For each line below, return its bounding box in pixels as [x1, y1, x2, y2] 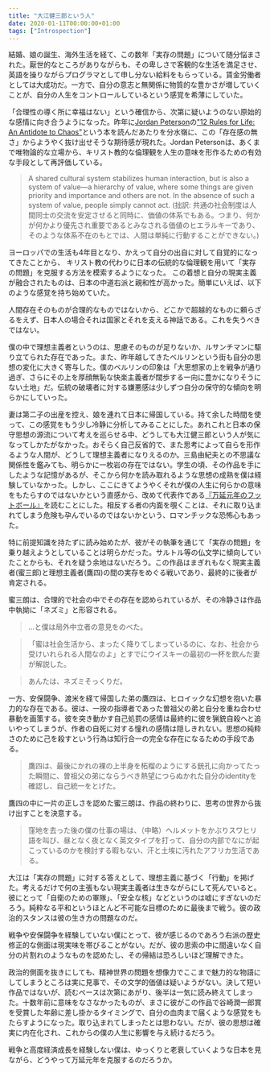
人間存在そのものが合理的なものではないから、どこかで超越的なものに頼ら [8, 305, 255, 315]
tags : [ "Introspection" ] [8, 27, 92, 35]
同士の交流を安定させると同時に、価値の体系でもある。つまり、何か [35, 210, 260, 220]
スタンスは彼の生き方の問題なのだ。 [22, 913, 142, 923]
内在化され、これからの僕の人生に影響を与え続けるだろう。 [22, 1028, 219, 1037]
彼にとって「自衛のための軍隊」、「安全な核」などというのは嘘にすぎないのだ [8, 893, 262, 903]
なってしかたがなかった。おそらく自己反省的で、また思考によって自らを [8, 440, 247, 449]
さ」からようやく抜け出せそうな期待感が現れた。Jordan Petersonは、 [8, 138, 239, 147]
